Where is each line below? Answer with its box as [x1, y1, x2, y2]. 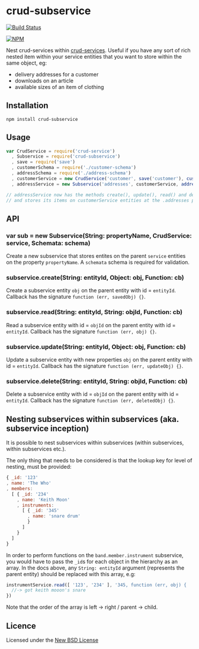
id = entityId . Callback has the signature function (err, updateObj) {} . [6, 363, 184, 370]
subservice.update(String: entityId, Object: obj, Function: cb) [6, 343, 187, 351]
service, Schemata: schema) [6, 239, 91, 247]
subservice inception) [6, 423, 89, 433]
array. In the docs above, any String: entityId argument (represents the [6, 564, 185, 571]
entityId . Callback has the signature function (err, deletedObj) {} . [6, 397, 175, 404]
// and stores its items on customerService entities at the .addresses [6, 197, 190, 203]
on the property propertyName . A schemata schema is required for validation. [6, 259, 190, 266]
